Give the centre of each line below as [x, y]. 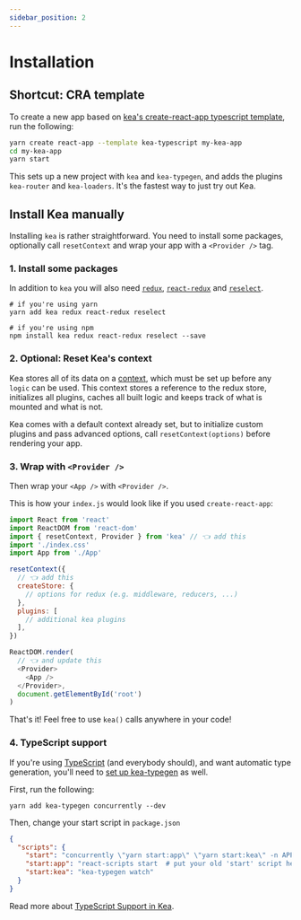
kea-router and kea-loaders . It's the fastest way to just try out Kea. [133, 186]
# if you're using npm [52, 329]
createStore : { [46, 586]
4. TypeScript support [58, 743]
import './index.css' [50, 545]
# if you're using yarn [54, 305]
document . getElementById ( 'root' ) [80, 694]
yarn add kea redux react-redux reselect [88, 312]
